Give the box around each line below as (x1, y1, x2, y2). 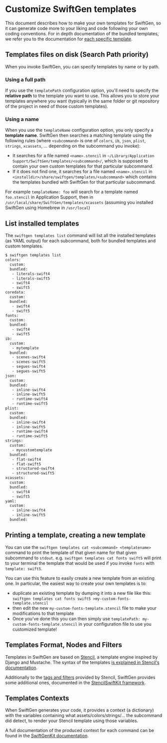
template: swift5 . (5, 565, 42, 571)
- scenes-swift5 (11, 359, 46, 365)
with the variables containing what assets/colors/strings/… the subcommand (5, 713, 163, 719)
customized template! (12, 626, 57, 632)
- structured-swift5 (11, 471, 55, 476)
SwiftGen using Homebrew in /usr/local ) (5, 205, 91, 211)
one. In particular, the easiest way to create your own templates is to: (5, 580, 147, 586)
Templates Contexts (5, 694, 69, 702)
